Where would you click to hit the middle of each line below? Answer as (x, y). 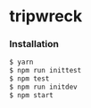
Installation (34, 44)
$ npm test (29, 79)
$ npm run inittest (45, 71)
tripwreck (46, 16)
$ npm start (31, 95)
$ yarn (21, 62)
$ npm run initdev (43, 87)
